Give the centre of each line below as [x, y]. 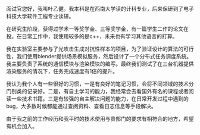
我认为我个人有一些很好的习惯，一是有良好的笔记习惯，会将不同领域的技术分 [100, 84]
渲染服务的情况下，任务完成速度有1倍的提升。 [62, 71]
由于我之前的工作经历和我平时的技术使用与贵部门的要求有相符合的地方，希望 [100, 119]
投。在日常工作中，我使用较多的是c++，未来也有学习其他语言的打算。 [92, 36]
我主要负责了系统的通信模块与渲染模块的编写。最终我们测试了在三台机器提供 [100, 64]
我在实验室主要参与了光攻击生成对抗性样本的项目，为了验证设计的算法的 [95, 49]
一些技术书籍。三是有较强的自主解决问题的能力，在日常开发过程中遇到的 [100, 99]
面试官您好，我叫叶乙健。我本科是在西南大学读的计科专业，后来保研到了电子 [100, 9]
